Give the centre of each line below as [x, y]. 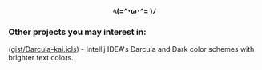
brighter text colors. [41, 58]
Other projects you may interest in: [77, 32]
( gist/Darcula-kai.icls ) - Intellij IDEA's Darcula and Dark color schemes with [131, 49]
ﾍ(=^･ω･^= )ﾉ [135, 11]
